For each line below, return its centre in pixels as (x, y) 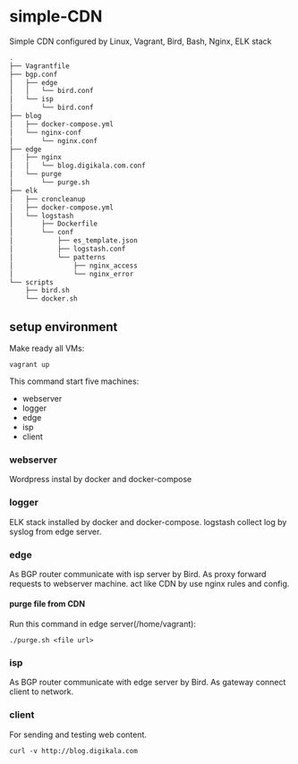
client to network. (42, 692)
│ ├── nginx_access (74, 266)
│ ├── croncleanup (48, 199)
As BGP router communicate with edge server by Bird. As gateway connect (148, 683)
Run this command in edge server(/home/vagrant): (103, 624)
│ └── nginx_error (72, 274)
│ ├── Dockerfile (54, 224)
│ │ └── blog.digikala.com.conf (77, 166)
